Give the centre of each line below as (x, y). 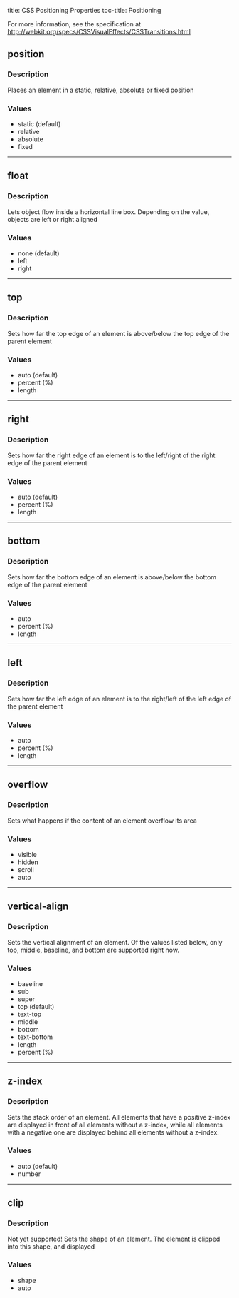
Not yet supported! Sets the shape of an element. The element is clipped (114, 1239)
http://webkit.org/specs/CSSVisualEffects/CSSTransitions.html (99, 32)
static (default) (39, 123)
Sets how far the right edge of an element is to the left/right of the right (111, 455)
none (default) (38, 253)
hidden (28, 862)
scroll (26, 869)
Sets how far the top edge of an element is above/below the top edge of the (118, 333)
